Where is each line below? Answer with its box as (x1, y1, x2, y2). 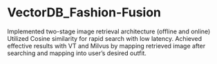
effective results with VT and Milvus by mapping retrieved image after (7, 42, 206, 50)
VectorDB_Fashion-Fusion (7, 5, 161, 20)
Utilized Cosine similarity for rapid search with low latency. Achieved (7, 34, 202, 42)
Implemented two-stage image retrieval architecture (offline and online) (7, 27, 211, 35)
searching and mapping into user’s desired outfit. (7, 49, 147, 57)
